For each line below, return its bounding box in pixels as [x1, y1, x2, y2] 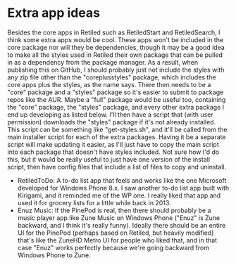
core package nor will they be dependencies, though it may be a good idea [7, 43, 225, 51]
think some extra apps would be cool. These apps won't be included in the [7, 35, 224, 44]
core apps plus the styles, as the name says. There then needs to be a [7, 80, 211, 89]
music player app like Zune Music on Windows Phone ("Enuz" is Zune [17, 213, 221, 222]
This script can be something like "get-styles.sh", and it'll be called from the [7, 125, 228, 134]
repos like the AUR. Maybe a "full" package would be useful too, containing [7, 95, 226, 103]
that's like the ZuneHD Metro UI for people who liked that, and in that [17, 235, 217, 244]
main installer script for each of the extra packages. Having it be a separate [7, 132, 226, 141]
